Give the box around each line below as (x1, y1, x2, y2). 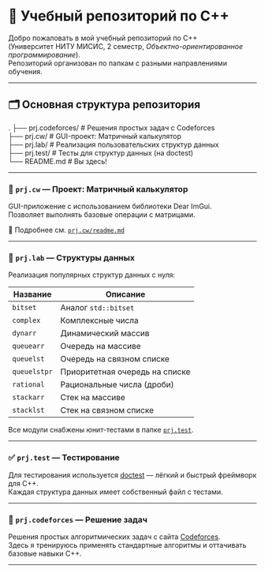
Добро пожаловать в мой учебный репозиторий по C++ (8, 33, 198, 43)
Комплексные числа (60, 315, 140, 326)
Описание (105, 289, 146, 300)
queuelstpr (12, 367, 53, 376)
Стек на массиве (60, 392, 126, 403)
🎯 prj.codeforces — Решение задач (8, 514, 148, 525)
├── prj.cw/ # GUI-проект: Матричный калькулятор (8, 131, 181, 140)
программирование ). (8, 50, 80, 59)
